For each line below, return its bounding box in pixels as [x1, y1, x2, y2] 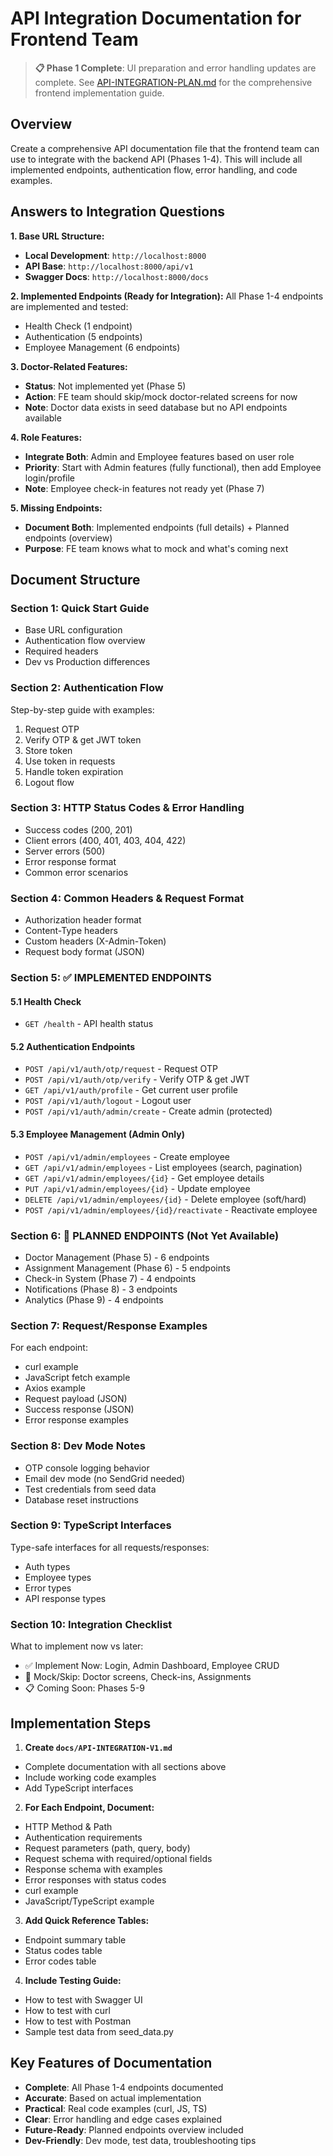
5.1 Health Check [10, 995, 82, 1007]
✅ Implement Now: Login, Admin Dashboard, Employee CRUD [24, 1660, 280, 1672]
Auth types [24, 1560, 71, 1572]
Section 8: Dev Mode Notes [10, 1439, 146, 1453]
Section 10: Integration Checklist [10, 1617, 173, 1631]
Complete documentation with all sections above [24, 1760, 227, 1772]
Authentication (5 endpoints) [24, 330, 143, 342]
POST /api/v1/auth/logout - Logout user [24, 1095, 192, 1107]
